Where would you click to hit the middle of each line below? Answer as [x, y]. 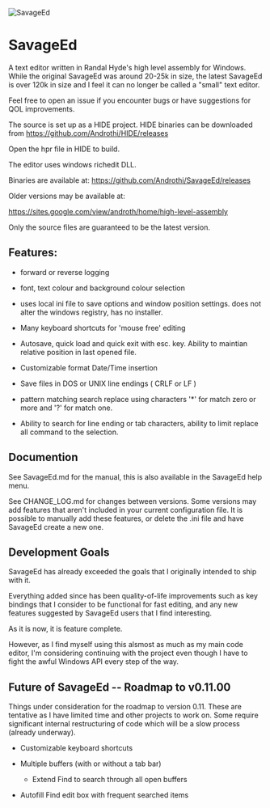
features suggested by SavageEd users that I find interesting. [110, 613]
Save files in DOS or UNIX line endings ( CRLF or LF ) [108, 383]
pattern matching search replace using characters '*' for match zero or [138, 399]
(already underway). [42, 733]
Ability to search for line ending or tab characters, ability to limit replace [139, 423]
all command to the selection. [69, 432]
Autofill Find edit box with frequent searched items [104, 795]
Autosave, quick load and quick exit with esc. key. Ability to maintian [134, 343]
